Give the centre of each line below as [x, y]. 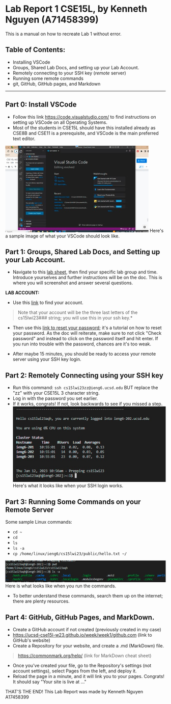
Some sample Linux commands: [39, 522]
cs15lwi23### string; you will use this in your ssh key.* [75, 318]
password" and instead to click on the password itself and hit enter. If [85, 339]
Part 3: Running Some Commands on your [73, 502]
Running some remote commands [48, 78]
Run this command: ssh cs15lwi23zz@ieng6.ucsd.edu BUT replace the [85, 388]
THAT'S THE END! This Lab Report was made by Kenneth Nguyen [74, 692]
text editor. [24, 139]
